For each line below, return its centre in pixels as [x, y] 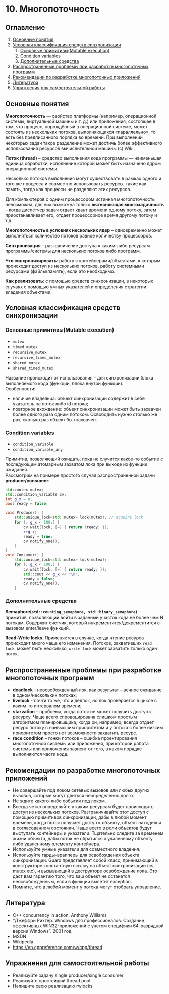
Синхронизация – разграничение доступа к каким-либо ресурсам [78, 245]
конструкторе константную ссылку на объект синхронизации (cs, [83, 866]
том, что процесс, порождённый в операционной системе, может [76, 126]
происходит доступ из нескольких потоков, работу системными [75, 266]
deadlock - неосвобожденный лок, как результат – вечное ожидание [87, 690]
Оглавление [25, 28]
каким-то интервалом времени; [47, 706]
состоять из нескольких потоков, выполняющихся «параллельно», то [80, 132]
